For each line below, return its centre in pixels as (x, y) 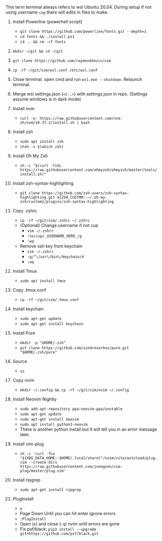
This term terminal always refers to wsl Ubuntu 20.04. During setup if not (79, 7)
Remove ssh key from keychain (51, 246)
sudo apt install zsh (42, 141)
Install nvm (23, 109)
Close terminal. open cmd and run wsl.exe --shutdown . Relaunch (77, 79)
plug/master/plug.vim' (43, 471)
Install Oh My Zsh (30, 156)
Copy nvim (23, 380)
